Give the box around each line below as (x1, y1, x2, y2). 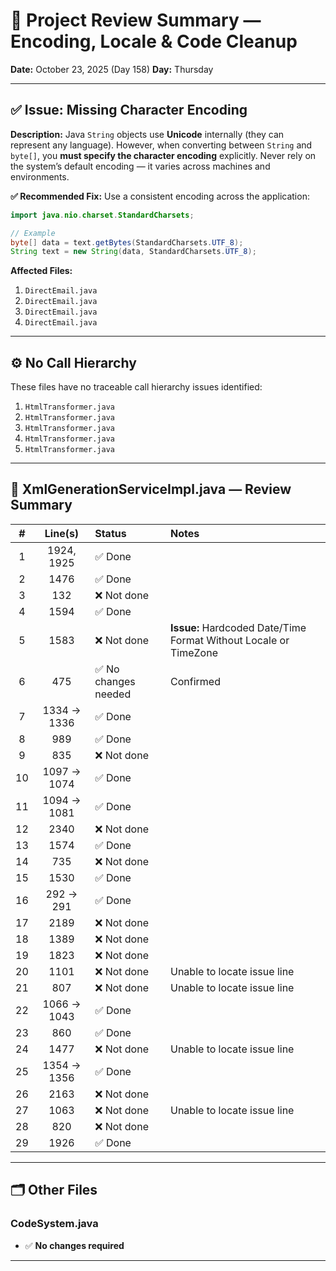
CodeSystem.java (10, 1217, 99, 1231)
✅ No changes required (24, 1239, 125, 1251)
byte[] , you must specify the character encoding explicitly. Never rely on (10, 149, 317, 161)
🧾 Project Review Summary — (10, 9, 262, 32)
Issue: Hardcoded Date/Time (169, 620, 307, 634)
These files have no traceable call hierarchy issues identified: (10, 381, 263, 393)
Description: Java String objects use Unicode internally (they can (10, 128, 285, 140)
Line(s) (44, 526, 80, 540)
